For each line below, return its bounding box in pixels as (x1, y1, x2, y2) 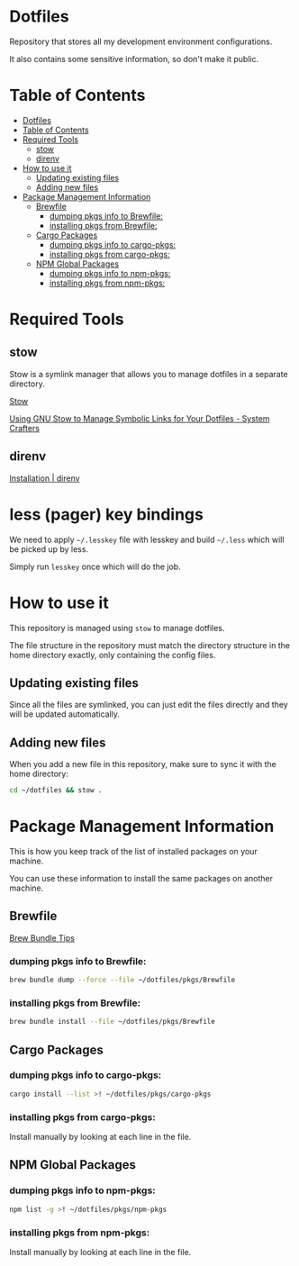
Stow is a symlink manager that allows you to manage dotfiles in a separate (9, 368, 288, 379)
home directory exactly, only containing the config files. (9, 649, 216, 660)
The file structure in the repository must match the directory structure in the (9, 639, 291, 650)
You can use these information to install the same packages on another (9, 873, 273, 883)
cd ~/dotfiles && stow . (9, 786, 103, 795)
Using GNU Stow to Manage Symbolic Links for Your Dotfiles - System (9, 412, 270, 424)
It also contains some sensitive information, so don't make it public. (9, 53, 259, 64)
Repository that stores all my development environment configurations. (9, 36, 273, 47)
